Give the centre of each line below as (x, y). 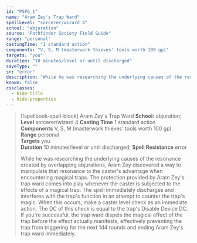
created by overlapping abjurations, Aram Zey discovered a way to (101, 165)
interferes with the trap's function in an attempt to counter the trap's (103, 196)
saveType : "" (22, 66)
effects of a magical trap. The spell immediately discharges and (97, 189)
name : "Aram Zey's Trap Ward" (43, 17)
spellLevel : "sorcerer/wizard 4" (47, 22)
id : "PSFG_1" (22, 11)
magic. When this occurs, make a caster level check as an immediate (104, 202)
